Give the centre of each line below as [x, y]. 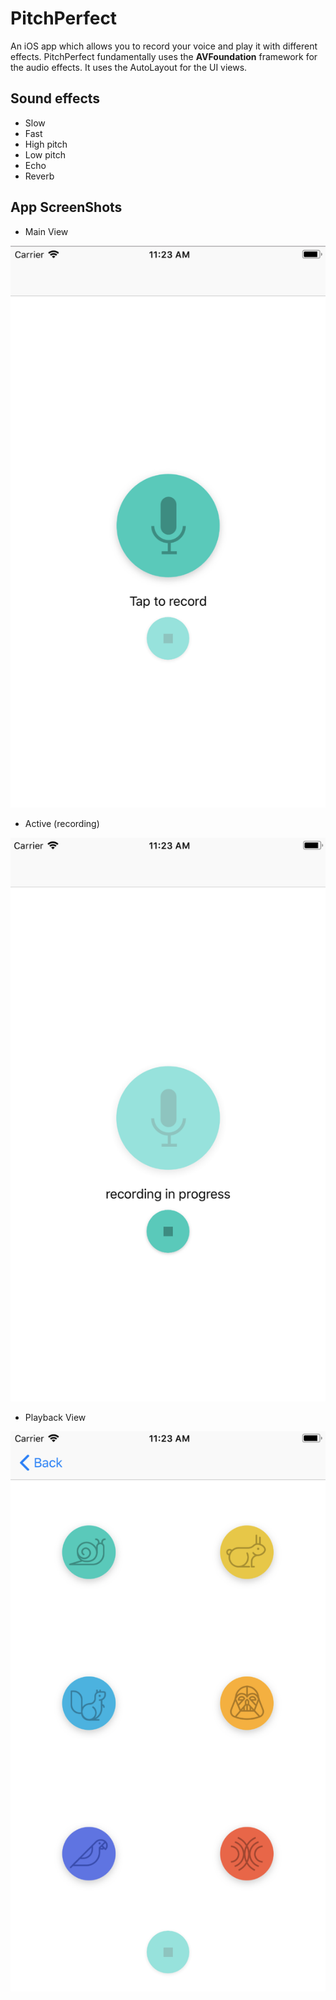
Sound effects [55, 98]
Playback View [55, 1417]
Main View [46, 231]
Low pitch [45, 154]
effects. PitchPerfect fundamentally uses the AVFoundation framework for [164, 56]
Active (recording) [62, 823]
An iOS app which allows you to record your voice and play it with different [164, 46]
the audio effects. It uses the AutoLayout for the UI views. [129, 67]
